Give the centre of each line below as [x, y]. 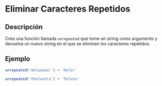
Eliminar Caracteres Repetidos [68, 9]
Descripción [24, 27]
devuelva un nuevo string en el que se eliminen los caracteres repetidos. [78, 44]
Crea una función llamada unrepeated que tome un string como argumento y [81, 38]
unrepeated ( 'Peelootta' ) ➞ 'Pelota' [42, 79]
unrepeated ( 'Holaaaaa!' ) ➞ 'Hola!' [41, 70]
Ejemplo [18, 59]
